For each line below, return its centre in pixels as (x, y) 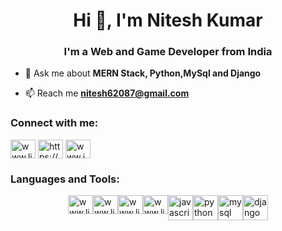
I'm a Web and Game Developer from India (168, 52)
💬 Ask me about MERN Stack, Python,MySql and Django (143, 73)
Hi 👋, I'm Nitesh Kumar (168, 20)
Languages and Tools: (65, 179)
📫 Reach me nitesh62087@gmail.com (107, 93)
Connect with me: (54, 123)
